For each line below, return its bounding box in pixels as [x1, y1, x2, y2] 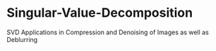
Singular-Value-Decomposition [6, 5, 193, 21]
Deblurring [6, 35, 38, 43]
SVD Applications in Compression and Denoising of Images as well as [6, 28, 209, 36]
